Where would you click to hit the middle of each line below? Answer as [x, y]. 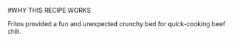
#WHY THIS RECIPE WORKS [49, 10]
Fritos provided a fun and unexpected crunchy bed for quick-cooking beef [116, 24]
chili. [14, 31]
